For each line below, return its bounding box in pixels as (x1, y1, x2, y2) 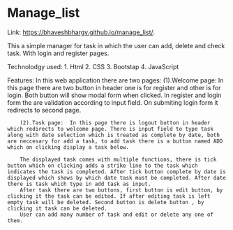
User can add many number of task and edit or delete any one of (20, 211, 214, 218)
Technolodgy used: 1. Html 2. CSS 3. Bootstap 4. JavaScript (7, 62, 179, 71)
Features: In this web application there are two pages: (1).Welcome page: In (7, 76, 224, 85)
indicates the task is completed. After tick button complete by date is (7, 168, 227, 175)
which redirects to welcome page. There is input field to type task (7, 125, 214, 132)
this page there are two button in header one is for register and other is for (7, 83, 221, 92)
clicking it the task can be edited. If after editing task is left (7, 192, 211, 200)
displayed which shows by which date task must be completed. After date (7, 174, 227, 181)
